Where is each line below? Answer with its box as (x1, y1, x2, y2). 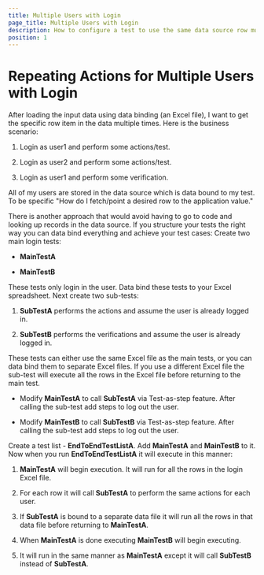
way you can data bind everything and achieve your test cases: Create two (8, 228, 251, 238)
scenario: (8, 127, 38, 136)
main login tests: (8, 237, 61, 247)
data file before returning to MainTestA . (19, 521, 149, 530)
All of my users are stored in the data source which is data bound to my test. (8, 188, 255, 198)
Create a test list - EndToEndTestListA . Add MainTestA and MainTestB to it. (8, 441, 256, 451)
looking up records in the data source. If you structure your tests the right (8, 220, 246, 229)
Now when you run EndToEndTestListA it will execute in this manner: (8, 450, 233, 459)
